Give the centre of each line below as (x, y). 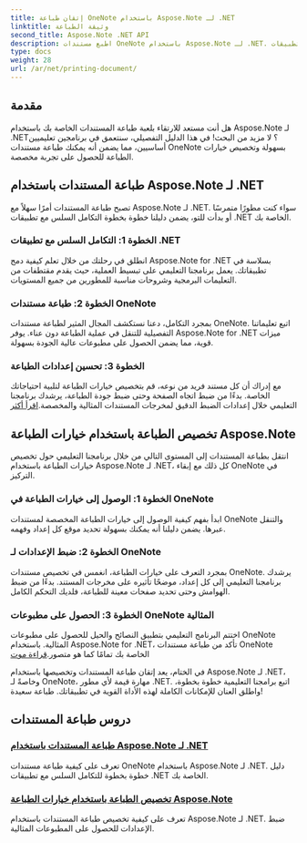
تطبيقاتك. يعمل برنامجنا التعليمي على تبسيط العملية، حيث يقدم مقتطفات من (138, 270)
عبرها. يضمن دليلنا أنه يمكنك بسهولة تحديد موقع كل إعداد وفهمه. (118, 529)
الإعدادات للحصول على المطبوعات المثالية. (82, 828)
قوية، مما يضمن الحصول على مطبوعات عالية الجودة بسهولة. (112, 343)
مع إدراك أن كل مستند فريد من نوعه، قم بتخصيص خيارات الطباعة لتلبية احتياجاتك (146, 386)
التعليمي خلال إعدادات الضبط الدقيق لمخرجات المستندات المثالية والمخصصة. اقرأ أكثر (154, 406)
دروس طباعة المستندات (71, 720)
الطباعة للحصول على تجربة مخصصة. (72, 157)
